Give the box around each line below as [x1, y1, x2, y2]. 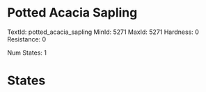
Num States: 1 [7, 48, 47, 57]
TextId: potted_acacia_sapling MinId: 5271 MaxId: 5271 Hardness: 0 [7, 28, 200, 36]
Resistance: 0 [7, 35, 47, 43]
